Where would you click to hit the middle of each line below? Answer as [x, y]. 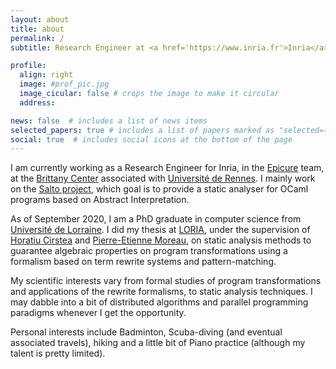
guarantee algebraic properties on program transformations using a [149, 251]
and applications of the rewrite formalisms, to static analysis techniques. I [161, 292]
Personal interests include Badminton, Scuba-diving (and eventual [146, 332]
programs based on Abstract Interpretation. [100, 200]
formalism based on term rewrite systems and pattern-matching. [143, 262]
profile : [28, 66]
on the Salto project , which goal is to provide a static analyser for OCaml [159, 189]
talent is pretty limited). [58, 353]
